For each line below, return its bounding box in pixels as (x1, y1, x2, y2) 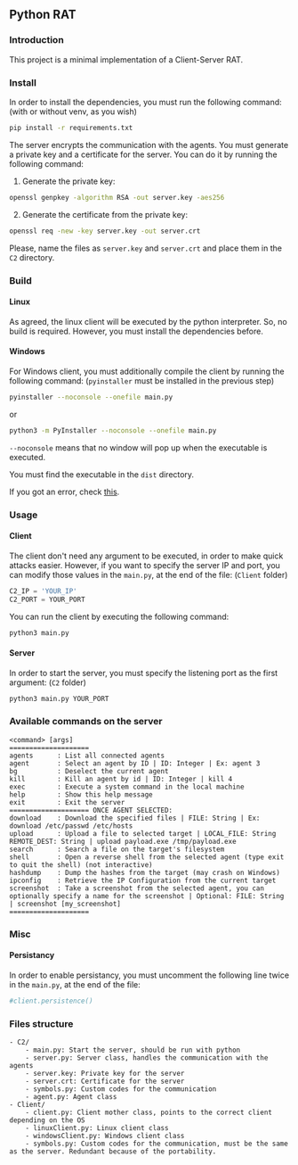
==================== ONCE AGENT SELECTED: (9, 806, 173, 814)
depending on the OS (9, 1116, 86, 1125)
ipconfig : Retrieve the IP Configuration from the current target (9, 876, 277, 885)
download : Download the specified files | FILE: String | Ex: (9, 814, 261, 822)
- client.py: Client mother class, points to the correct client (25, 1108, 273, 1118)
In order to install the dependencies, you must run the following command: (9, 96, 282, 107)
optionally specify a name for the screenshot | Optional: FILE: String (9, 891, 285, 900)
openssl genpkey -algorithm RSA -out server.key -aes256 (9, 193, 225, 202)
